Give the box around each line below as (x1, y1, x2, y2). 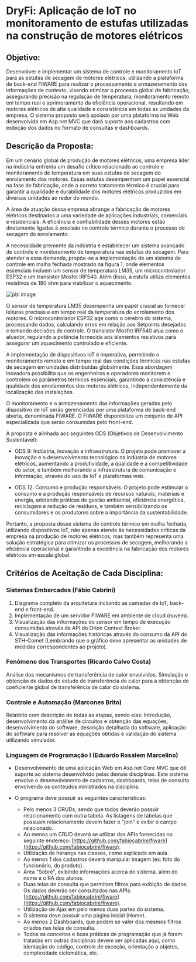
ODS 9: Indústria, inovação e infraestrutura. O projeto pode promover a (14, 448, 186, 455)
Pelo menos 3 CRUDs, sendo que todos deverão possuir (23, 806, 159, 813)
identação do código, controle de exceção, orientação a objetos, (23, 943, 180, 950)
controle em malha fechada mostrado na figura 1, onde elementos (6, 260, 165, 268)
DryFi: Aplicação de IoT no (6, 4, 137, 18)
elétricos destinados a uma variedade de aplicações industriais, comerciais (6, 211, 187, 218)
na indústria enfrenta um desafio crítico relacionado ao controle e (6, 163, 164, 170)
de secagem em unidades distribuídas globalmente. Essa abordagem (6, 363, 173, 371)
